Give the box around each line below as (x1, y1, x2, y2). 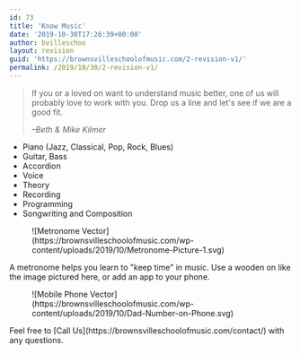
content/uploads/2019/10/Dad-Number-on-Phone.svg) (31, 307, 234, 318)
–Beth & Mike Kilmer (31, 124, 106, 134)
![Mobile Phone (31, 289, 88, 299)
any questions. (9, 334, 65, 345)
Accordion (22, 160, 61, 171)
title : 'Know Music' (9, 22, 87, 30)
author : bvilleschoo (9, 38, 87, 47)
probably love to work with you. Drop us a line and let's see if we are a (31, 97, 292, 108)
